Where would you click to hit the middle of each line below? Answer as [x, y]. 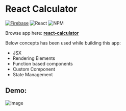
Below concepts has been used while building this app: [63, 43]
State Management [33, 74]
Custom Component [34, 69]
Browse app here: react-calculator [42, 33]
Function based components [43, 63]
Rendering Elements [34, 58]
